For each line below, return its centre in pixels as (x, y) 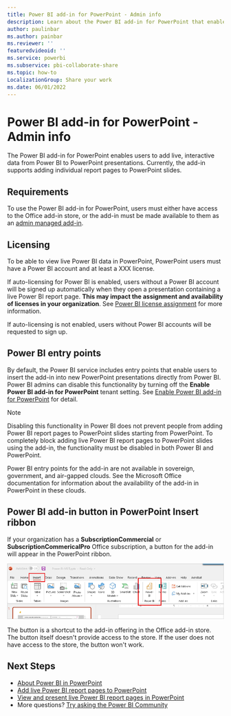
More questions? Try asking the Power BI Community (92, 704)
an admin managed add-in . (45, 223)
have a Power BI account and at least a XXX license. (81, 268)
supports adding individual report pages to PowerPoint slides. (95, 170)
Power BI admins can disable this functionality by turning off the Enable (109, 384)
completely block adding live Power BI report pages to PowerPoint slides (110, 440)
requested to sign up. (37, 332)
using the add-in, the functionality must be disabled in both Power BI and (110, 448)
